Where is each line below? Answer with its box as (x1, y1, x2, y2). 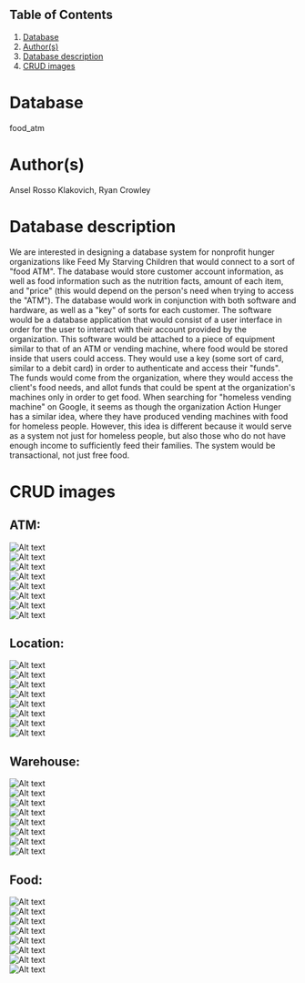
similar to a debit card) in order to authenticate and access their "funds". (9, 362, 280, 373)
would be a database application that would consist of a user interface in (9, 314, 282, 325)
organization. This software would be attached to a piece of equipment (9, 333, 276, 344)
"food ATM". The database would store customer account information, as (9, 266, 284, 277)
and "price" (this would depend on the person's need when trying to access (9, 285, 294, 296)
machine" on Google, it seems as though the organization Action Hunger (9, 400, 282, 412)
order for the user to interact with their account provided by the (9, 323, 248, 335)
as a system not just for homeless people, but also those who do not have (9, 430, 287, 441)
